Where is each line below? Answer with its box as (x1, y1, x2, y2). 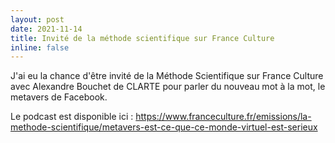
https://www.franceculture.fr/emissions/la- (135, 111, 312, 123)
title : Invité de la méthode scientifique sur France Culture (10, 33, 275, 43)
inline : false (10, 42, 70, 53)
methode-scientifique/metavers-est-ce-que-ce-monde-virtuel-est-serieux (10, 121, 318, 133)
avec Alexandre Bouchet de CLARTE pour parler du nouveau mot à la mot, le (10, 81, 326, 93)
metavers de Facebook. (10, 91, 108, 103)
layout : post (10, 14, 65, 25)
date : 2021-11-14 (10, 24, 83, 34)
